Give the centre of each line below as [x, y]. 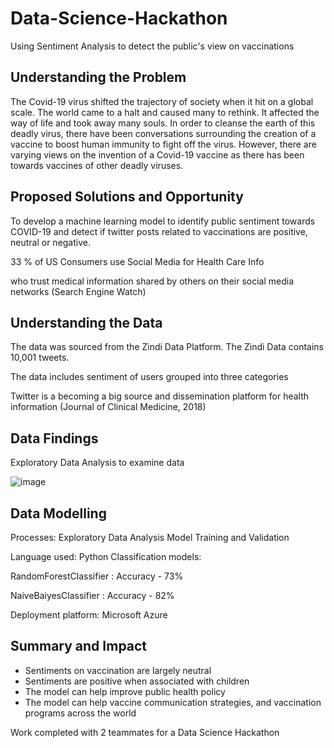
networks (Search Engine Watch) [78, 291]
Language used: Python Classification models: [106, 556]
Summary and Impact [79, 646]
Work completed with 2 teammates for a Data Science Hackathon [145, 732]
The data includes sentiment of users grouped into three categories [149, 377]
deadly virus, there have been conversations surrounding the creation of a [163, 133]
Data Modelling [58, 513]
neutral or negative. [50, 242]
